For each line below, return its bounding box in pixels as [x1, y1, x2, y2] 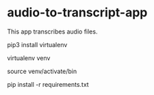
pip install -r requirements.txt [7, 80, 89, 88]
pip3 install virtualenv [7, 40, 68, 49]
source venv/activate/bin [7, 67, 77, 75]
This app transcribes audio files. [7, 27, 98, 36]
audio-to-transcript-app [7, 5, 148, 21]
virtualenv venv [7, 53, 51, 62]
